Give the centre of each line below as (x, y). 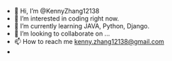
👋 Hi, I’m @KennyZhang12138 (57, 11)
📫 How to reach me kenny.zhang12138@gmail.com (89, 41)
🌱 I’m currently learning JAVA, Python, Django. (82, 26)
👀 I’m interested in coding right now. (67, 18)
